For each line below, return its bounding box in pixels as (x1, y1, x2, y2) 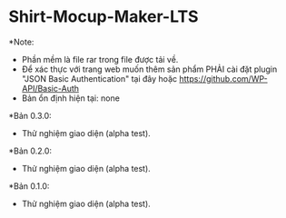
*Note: (8, 36, 35, 47)
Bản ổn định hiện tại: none (21, 93, 120, 104)
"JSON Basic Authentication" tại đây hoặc (21, 73, 178, 84)
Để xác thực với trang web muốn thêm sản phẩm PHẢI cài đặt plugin (21, 64, 278, 74)
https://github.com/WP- (179, 73, 269, 84)
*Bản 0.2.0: (8, 145, 52, 156)
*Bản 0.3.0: (8, 110, 52, 121)
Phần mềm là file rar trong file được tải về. (21, 54, 179, 64)
